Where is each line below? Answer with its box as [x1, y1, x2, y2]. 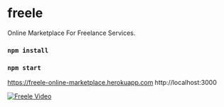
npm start [7, 63, 41, 72]
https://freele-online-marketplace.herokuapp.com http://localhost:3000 [7, 78, 217, 87]
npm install [7, 46, 49, 54]
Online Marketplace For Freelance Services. [7, 29, 136, 37]
